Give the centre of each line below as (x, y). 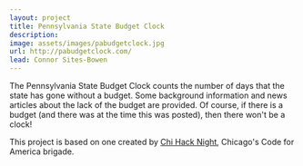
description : (34, 34)
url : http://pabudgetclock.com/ (71, 52)
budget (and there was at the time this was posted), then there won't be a (147, 115)
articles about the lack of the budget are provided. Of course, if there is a (146, 105)
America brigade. (42, 151)
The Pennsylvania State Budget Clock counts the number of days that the (147, 86)
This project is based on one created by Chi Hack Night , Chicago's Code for (152, 142)
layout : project (40, 18)
